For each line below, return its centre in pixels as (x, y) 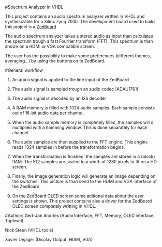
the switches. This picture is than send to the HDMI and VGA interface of (84, 181)
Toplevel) (14, 221)
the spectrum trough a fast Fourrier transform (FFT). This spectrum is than (79, 41)
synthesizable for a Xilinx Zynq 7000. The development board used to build (80, 22)
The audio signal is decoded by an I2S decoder (59, 98)
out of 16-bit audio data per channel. (48, 113)
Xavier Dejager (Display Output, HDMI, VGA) (49, 239)
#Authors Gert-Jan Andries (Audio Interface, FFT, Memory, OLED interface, (80, 216)
